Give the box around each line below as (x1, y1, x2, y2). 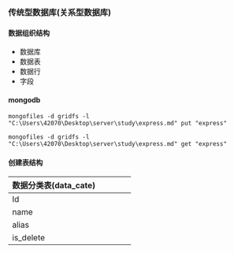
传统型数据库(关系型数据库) (8, 6, 112, 17)
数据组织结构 (8, 28, 50, 37)
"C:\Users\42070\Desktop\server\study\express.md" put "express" (8, 120, 227, 128)
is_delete (12, 232, 46, 243)
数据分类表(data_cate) (12, 180, 96, 191)
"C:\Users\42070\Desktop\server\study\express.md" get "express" (8, 140, 227, 148)
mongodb (8, 95, 41, 104)
